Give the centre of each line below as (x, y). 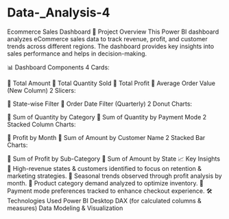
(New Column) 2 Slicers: (41, 90)
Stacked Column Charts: (42, 124)
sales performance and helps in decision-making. (77, 54)
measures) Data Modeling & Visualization (65, 208)
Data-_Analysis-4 (59, 13)
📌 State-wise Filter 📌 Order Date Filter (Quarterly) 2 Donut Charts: (100, 104)
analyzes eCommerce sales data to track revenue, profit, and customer (107, 38)
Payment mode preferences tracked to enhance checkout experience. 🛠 (110, 191)
